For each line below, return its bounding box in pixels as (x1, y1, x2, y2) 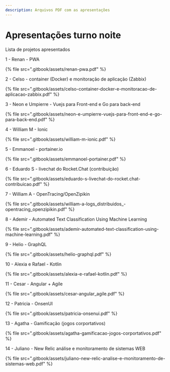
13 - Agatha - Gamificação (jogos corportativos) (5, 320, 106, 326)
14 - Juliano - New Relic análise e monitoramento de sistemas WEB (5, 345, 146, 352)
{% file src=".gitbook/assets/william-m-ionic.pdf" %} (5, 136, 116, 142)
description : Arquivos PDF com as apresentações (5, 7, 110, 13)
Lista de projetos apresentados (5, 46, 70, 52)
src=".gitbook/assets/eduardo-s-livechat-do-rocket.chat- (20, 175, 141, 181)
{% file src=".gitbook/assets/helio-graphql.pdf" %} (5, 251, 112, 257)
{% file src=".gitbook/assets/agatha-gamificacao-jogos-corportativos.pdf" (5, 330, 161, 336)
